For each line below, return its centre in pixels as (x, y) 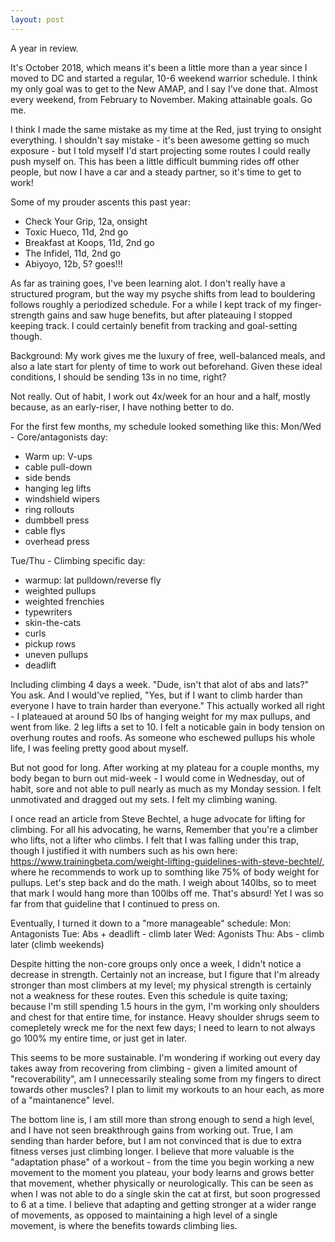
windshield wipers (62, 498)
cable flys (45, 530)
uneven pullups (56, 654)
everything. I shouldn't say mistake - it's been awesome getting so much (160, 140)
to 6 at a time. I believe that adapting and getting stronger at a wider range (163, 1204)
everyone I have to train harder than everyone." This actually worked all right (168, 705)
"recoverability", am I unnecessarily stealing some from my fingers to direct (166, 1078)
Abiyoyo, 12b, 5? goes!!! (73, 263)
